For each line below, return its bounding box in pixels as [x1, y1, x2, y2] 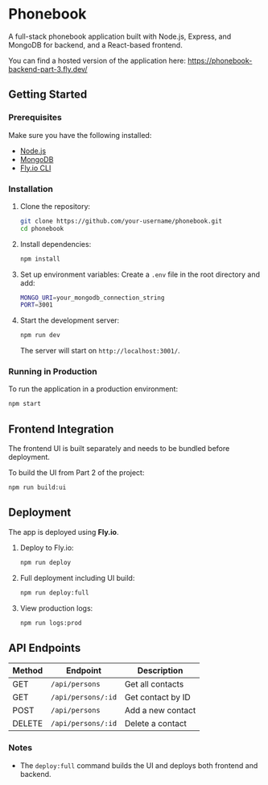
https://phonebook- [188, 56, 253, 65]
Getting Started [8, 88, 88, 102]
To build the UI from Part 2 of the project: [8, 468, 145, 478]
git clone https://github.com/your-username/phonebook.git [19, 217, 223, 225]
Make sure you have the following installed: [8, 130, 152, 140]
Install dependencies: [19, 239, 92, 248]
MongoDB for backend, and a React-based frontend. [8, 40, 183, 49]
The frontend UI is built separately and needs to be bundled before [8, 444, 230, 453]
